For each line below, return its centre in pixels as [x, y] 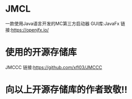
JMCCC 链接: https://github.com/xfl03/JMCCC [54, 67]
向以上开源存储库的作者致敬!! [66, 90]
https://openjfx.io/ [30, 30]
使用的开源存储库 [41, 53]
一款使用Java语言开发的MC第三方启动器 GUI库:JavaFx [62, 23]
